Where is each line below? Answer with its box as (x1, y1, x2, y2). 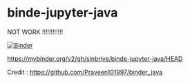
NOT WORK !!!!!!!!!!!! (7, 28, 64, 36)
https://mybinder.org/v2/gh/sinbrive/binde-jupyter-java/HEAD (7, 54, 183, 63)
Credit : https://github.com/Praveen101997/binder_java (7, 68, 163, 76)
